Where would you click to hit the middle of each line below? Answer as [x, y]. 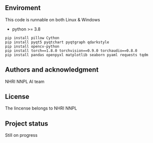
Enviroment [23, 8]
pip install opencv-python [32, 46]
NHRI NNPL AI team [25, 81]
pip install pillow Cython [32, 38]
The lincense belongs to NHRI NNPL [41, 108]
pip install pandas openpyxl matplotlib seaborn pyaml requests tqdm [77, 55]
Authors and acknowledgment [52, 70]
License [17, 97]
